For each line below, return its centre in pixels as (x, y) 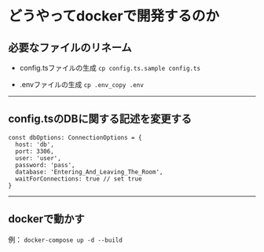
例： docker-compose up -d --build (66, 239)
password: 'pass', (46, 165)
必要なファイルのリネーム (70, 47)
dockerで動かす (46, 219)
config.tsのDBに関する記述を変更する (100, 119)
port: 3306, (35, 151)
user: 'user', (38, 158)
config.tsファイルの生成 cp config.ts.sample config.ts (110, 68)
